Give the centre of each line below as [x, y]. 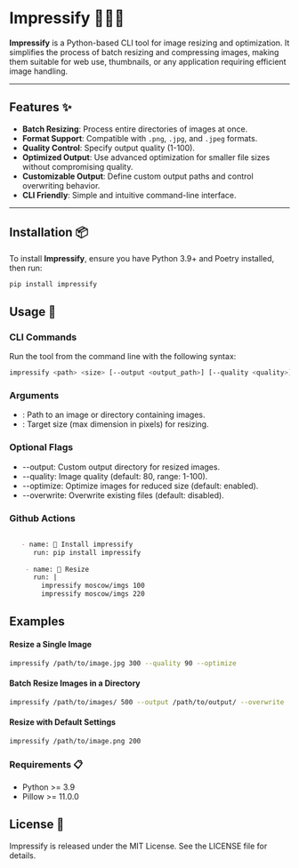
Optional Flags [41, 447]
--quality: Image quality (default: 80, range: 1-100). [115, 476]
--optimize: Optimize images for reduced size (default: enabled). [140, 486]
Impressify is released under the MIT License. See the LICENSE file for [138, 846]
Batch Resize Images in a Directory [75, 683]
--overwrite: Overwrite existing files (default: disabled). [123, 495]
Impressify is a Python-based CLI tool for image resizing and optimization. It [149, 43]
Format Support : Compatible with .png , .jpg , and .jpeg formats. [140, 138]
